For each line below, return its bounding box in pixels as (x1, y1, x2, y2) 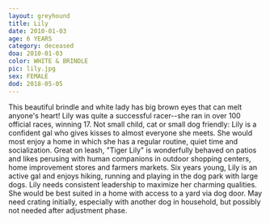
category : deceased (8, 42, 74, 50)
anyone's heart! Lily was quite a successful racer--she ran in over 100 (8, 110, 241, 120)
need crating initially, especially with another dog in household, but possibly (8, 196, 261, 207)
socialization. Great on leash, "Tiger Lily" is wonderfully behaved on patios (8, 145, 257, 155)
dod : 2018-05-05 (8, 79, 63, 88)
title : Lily (8, 19, 49, 28)
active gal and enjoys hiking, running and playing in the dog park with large (8, 171, 259, 181)
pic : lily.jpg (8, 65, 57, 73)
